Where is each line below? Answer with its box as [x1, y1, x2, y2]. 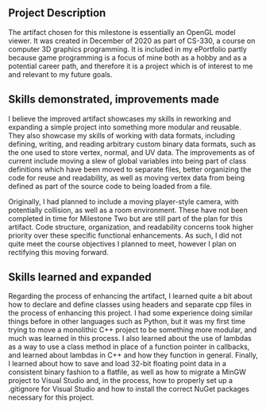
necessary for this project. [8, 393, 94, 402]
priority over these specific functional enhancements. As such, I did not [8, 230, 242, 240]
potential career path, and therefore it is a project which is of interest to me [8, 61, 253, 71]
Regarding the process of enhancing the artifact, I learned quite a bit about [8, 292, 253, 301]
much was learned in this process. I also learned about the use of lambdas [8, 334, 252, 343]
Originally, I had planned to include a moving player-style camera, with [8, 196, 239, 206]
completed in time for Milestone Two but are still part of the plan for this [8, 214, 243, 223]
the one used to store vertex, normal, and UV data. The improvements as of [8, 147, 256, 157]
